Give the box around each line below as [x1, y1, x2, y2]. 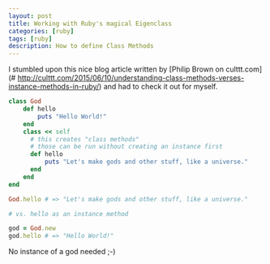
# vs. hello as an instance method [8, 210, 129, 218]
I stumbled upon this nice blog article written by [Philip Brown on [8, 64, 225, 74]
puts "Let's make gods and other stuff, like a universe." [44, 158, 249, 167]
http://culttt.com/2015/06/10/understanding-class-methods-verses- [17, 73, 245, 83]
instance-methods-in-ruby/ [8, 82, 100, 92]
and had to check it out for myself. [103, 82, 218, 92]
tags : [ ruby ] [8, 34, 53, 43]
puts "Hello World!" [37, 112, 107, 120]
